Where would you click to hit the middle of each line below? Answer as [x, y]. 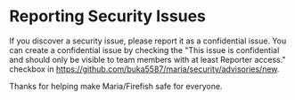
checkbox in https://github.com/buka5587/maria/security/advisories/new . [144, 69]
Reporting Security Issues [108, 16]
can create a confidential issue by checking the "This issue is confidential [144, 50]
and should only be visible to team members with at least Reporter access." [148, 59]
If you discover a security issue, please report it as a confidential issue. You [148, 41]
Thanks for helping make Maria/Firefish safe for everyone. [116, 86]
